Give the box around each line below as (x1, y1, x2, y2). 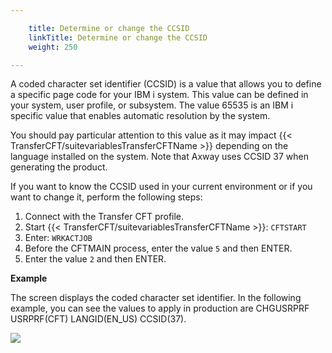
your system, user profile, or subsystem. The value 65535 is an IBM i (10, 99, 294, 111)
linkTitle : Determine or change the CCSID (28, 32, 208, 43)
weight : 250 (28, 42, 78, 52)
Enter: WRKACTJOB (24, 232, 93, 244)
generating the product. (10, 161, 108, 173)
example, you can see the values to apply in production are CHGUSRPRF (10, 302, 310, 315)
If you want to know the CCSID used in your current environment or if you (10, 181, 313, 193)
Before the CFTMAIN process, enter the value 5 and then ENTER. (24, 242, 293, 255)
